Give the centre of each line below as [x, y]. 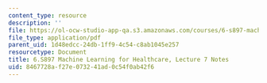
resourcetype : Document [48, 52]
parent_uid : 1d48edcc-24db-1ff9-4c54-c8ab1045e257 [94, 45]
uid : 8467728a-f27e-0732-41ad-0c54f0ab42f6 [81, 67]
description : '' [35, 23]
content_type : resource [48, 15]
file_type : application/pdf [55, 38]
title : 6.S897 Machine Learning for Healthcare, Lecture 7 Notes [118, 60]
